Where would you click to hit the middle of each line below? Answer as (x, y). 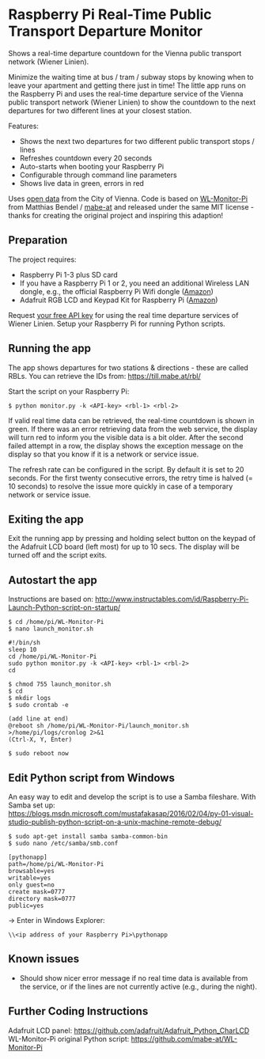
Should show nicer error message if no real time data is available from (134, 978)
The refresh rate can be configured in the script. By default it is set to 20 (126, 469)
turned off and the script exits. (58, 555)
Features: (24, 126)
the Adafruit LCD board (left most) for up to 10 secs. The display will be (124, 547)
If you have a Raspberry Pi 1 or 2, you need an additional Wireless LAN (134, 283)
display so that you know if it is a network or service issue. (104, 454)
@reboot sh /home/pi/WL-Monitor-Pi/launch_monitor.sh (99, 726)
